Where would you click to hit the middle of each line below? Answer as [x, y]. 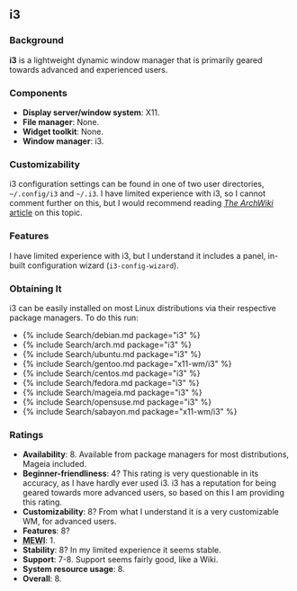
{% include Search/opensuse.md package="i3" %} [117, 402]
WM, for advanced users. [69, 522]
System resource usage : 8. [73, 569]
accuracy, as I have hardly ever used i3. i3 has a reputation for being [149, 483]
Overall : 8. [42, 578]
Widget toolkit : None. [63, 131]
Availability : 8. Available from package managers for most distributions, [156, 454]
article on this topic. [46, 213]
